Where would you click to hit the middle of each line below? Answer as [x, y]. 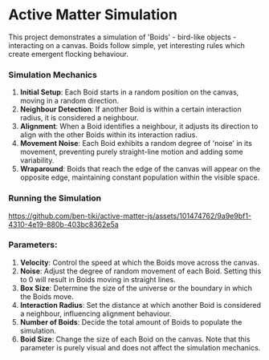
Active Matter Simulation [93, 15]
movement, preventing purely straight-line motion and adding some [131, 152]
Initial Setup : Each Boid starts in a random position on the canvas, [129, 92]
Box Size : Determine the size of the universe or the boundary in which [136, 288]
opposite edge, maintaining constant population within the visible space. [140, 177]
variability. [37, 160]
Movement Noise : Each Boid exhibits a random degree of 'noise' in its [136, 144]
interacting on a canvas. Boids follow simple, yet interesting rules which [126, 45]
